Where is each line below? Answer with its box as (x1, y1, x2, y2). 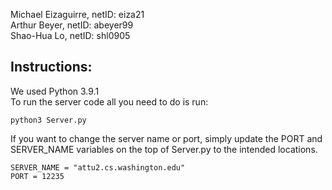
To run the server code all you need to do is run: (10, 95, 209, 108)
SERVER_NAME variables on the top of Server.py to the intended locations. (10, 143, 318, 155)
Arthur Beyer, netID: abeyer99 (10, 19, 134, 31)
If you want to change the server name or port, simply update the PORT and (10, 132, 323, 144)
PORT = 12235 (10, 171, 65, 181)
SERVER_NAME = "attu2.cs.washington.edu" (10, 162, 186, 173)
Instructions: (10, 59, 93, 76)
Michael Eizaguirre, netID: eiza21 (10, 9, 145, 20)
